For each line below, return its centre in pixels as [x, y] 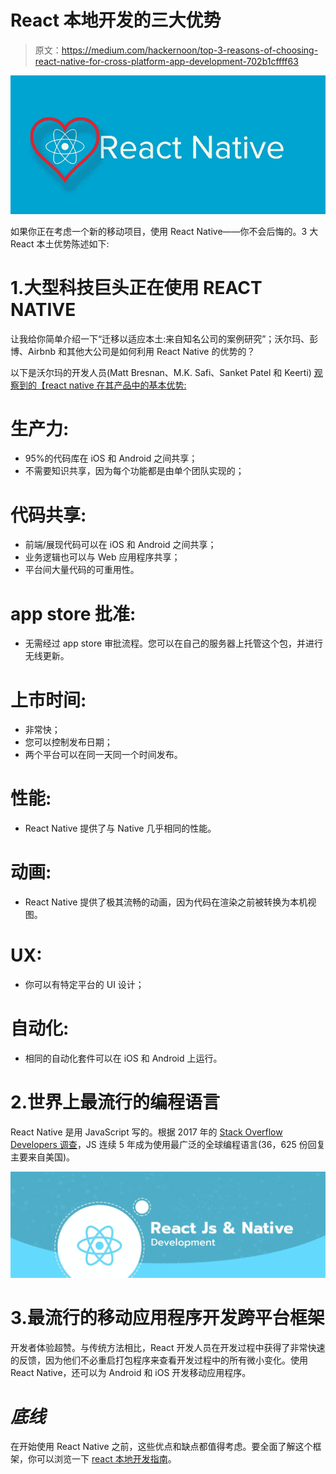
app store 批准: [73, 613]
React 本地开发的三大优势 [116, 20]
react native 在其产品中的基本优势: [115, 385]
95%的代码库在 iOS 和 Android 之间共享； [111, 458]
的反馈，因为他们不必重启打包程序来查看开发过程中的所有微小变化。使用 [159, 1360]
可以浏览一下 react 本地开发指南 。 [106, 1459]
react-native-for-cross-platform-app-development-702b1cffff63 [166, 61]
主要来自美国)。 [43, 1157]
